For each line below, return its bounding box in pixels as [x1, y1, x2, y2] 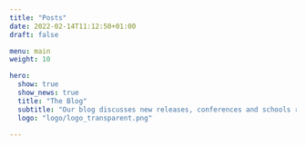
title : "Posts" [9, 13, 67, 23]
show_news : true [17, 88, 79, 97]
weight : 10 [9, 55, 51, 64]
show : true [17, 80, 59, 89]
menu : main [9, 46, 51, 55]
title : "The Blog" [17, 96, 88, 105]
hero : [9, 72, 30, 81]
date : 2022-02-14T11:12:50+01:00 [9, 22, 137, 31]
